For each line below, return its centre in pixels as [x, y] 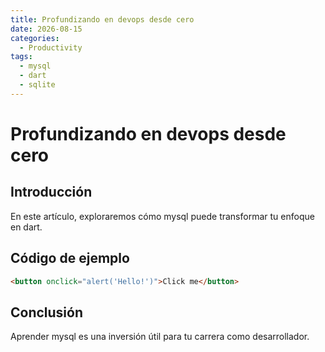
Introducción [51, 192]
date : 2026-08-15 [46, 29]
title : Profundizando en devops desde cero [102, 19]
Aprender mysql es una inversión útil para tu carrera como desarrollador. [160, 337]
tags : [21, 57]
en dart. [26, 227]
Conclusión [47, 312]
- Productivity [51, 47]
